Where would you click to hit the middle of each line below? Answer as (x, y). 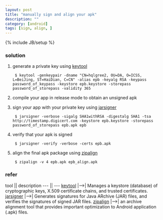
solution (15, 55)
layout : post (19, 10)
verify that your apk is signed (42, 135)
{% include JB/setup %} (30, 42)
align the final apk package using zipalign (55, 153)
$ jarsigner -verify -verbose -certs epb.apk (63, 144)
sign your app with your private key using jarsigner (64, 107)
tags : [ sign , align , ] (29, 28)
